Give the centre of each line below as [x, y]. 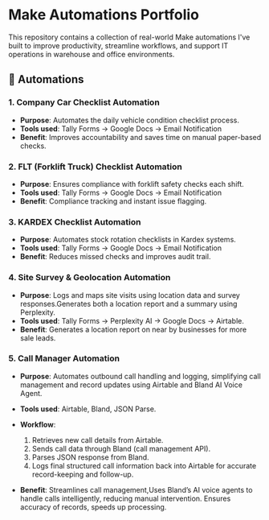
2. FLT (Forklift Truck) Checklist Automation [95, 167]
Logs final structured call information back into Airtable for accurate [144, 465]
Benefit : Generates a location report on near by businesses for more [133, 329]
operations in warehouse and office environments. [92, 54]
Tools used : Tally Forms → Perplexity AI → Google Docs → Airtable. [132, 320]
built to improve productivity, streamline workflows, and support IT [118, 45]
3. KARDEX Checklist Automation [75, 221]
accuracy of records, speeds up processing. [93, 507]
